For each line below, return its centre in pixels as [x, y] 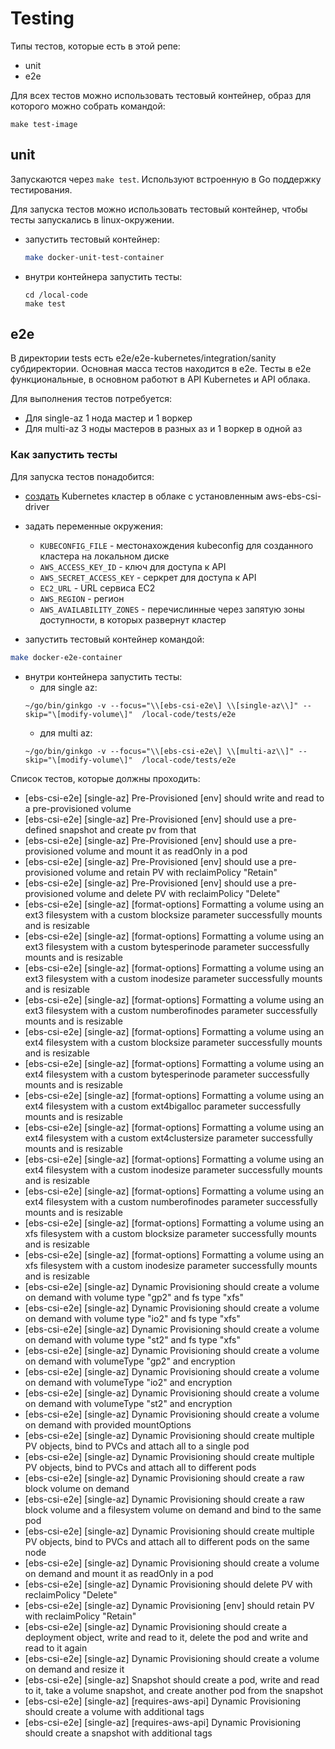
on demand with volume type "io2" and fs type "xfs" [132, 1318]
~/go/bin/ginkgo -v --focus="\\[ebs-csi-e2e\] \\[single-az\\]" [161, 705]
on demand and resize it [74, 1669]
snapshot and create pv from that [128, 829]
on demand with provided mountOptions [108, 1424]
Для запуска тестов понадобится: [82, 476]
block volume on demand [77, 1488]
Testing [42, 18]
